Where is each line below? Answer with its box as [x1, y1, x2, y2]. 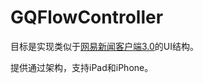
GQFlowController [10, 6, 164, 29]
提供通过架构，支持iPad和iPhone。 [10, 61, 154, 73]
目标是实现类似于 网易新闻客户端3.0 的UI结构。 [10, 40, 200, 52]
